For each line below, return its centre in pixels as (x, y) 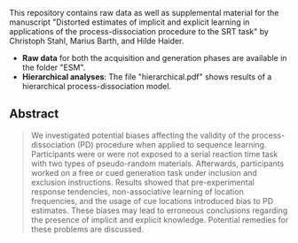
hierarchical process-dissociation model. (96, 86)
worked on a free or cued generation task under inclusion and (144, 172)
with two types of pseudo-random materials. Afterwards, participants (157, 163)
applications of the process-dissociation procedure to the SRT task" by (139, 31)
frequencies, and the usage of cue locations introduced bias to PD (152, 201)
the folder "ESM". (54, 67)
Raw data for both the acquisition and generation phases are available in (154, 58)
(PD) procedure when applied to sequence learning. (172, 144)
